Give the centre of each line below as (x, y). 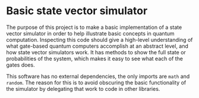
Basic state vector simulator (77, 11)
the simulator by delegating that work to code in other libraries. (83, 89)
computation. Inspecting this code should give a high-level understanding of (99, 40)
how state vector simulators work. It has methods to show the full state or (96, 52)
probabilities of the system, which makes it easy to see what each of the (94, 58)
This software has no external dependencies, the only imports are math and (98, 76)
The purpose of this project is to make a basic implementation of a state (94, 27)
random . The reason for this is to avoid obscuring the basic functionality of (96, 82)
